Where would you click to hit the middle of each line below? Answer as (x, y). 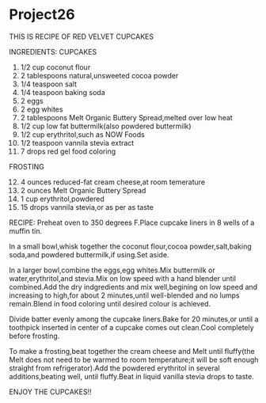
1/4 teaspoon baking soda (63, 92)
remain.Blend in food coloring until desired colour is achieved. (110, 303)
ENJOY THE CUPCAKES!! (50, 392)
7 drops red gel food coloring (68, 151)
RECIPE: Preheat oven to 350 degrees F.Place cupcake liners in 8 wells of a (132, 222)
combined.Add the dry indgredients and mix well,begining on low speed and (133, 287)
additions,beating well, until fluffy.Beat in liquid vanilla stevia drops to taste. (131, 376)
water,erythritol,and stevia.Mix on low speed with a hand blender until (123, 278)
